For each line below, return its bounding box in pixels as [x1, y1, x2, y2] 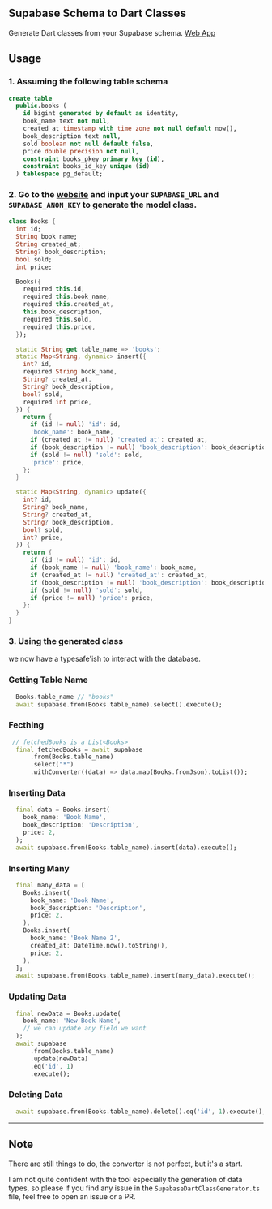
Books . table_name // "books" [15, 693, 114, 701]
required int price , [23, 398, 92, 406]
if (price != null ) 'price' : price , [29, 594, 154, 602]
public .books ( [15, 101, 67, 110]
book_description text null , [23, 132, 121, 140]
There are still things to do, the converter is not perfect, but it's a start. [8, 1159, 243, 1168]
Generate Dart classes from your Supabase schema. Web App [8, 28, 216, 37]
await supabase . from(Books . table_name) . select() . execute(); [15, 700, 223, 709]
